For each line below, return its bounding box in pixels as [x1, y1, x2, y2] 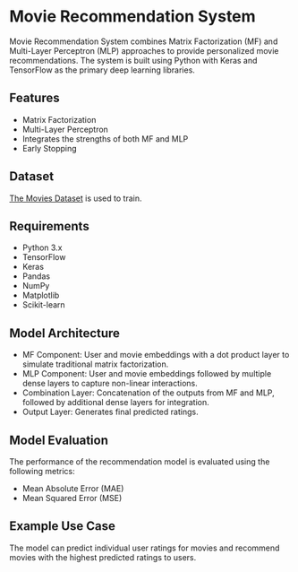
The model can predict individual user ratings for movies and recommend [9, 542, 280, 553]
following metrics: [9, 466, 75, 476]
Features [9, 91, 60, 106]
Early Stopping [21, 143, 78, 153]
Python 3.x [21, 242, 63, 253]
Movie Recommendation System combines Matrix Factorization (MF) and [9, 36, 278, 47]
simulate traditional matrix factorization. [21, 359, 169, 369]
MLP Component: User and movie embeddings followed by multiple [21, 368, 272, 379]
